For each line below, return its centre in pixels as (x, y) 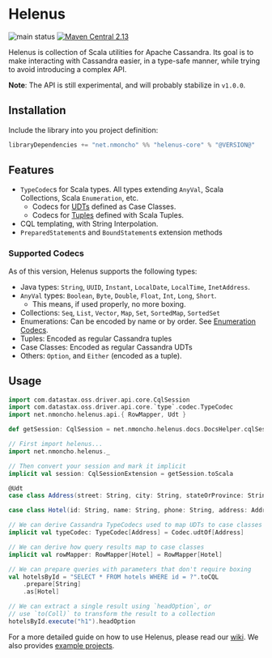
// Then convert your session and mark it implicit (97, 466)
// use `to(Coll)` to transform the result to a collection (112, 614)
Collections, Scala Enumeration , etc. (79, 198)
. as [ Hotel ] (41, 592)
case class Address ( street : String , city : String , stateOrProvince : (126, 496)
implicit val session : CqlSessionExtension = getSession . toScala (121, 473)
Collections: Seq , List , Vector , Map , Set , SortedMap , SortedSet (120, 312)
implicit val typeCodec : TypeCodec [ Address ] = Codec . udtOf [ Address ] (126, 533)
